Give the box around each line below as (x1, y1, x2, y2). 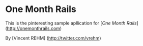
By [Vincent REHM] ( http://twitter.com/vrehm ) (5, 35, 101, 41)
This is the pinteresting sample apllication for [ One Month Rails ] (5, 20, 138, 26)
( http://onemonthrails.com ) (5, 25, 62, 31)
